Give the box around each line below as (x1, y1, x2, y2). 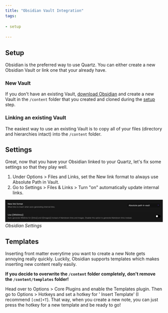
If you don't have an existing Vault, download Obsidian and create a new (5, 91, 154, 97)
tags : (5, 13, 16, 19)
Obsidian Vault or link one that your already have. (5, 67, 106, 73)
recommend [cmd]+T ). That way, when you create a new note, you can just (5, 296, 158, 303)
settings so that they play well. (5, 164, 68, 170)
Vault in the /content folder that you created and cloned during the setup (5, 96, 155, 102)
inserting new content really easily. (5, 261, 77, 267)
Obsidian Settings (5, 223, 42, 229)
